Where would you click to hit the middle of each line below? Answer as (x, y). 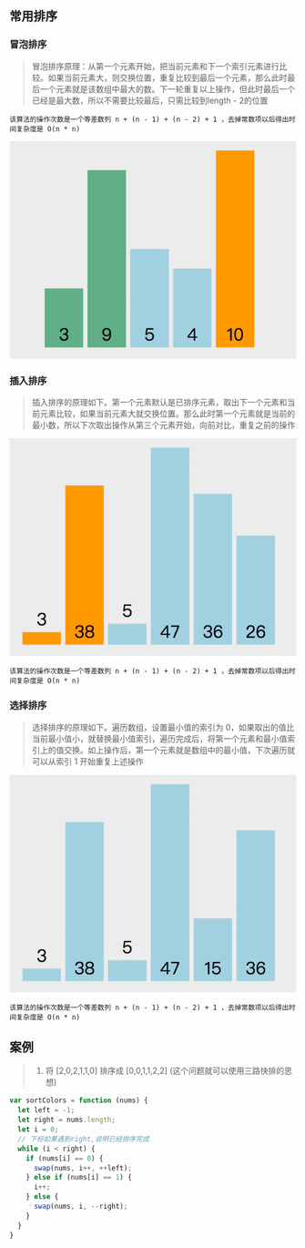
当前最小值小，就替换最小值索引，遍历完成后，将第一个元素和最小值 (159, 738)
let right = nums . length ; (67, 1120)
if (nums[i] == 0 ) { (65, 1158)
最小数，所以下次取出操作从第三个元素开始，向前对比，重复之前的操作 (163, 425)
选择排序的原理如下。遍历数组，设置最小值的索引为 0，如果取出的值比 (163, 727)
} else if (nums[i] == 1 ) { (79, 1178)
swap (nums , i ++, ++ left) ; (82, 1168)
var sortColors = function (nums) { (79, 1100)
